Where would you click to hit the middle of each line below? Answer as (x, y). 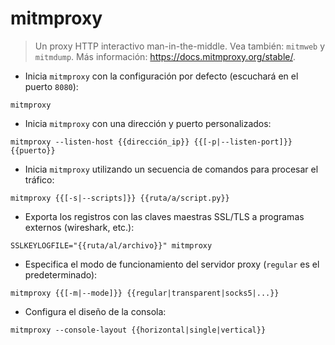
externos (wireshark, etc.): (79, 227)
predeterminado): (61, 274)
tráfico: (39, 179)
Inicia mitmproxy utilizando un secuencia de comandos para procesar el (171, 169)
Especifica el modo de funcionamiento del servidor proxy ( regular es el (172, 264)
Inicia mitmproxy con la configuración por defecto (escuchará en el (161, 76)
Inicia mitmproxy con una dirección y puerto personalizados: (148, 123)
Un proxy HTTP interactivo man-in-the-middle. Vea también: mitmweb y (180, 46)
